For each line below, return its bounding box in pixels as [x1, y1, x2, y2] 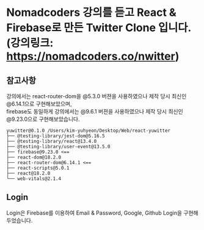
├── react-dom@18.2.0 [6, 154, 62, 160]
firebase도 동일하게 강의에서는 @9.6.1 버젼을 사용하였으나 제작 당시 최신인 [6, 108, 183, 115]
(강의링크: [6, 36, 54, 50]
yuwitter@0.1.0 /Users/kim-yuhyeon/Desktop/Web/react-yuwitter [6, 128, 171, 134]
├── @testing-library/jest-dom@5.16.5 [6, 133, 105, 139]
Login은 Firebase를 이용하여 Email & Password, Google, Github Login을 [6, 209, 182, 217]
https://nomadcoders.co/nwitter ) [6, 49, 180, 63]
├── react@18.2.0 [6, 170, 51, 176]
